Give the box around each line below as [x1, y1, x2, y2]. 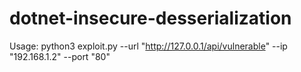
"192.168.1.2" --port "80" [9, 50, 111, 62]
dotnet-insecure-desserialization [9, 7, 292, 30]
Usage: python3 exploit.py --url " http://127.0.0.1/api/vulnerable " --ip [9, 40, 288, 52]
